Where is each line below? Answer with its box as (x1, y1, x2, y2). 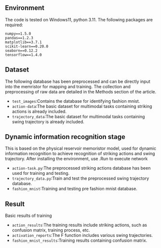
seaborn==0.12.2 (5, 48, 38, 53)
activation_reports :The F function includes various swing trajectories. (12, 232, 153, 238)
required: (5, 22, 23, 28)
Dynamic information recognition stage (5, 133, 125, 141)
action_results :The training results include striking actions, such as (12, 222, 147, 228)
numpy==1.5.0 (5, 31, 31, 36)
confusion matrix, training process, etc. (12, 227, 90, 233)
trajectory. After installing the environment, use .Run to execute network (5, 156, 148, 162)
